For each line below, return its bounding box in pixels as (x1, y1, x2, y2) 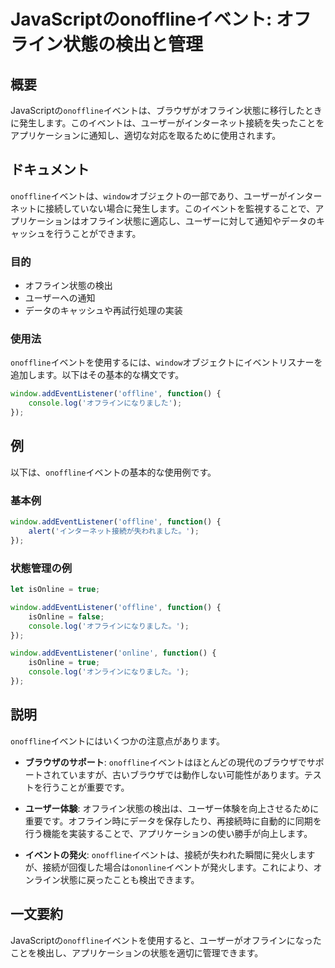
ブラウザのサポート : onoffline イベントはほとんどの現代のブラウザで (24, 756, 307, 768)
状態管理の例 (10, 561, 73, 575)
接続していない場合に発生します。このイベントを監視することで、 (44, 202, 316, 214)
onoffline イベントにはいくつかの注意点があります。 (10, 735, 226, 747)
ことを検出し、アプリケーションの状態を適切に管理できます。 (10, 946, 264, 959)
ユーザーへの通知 (24, 292, 96, 304)
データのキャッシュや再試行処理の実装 (24, 305, 183, 317)
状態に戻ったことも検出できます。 (59, 873, 200, 885)
